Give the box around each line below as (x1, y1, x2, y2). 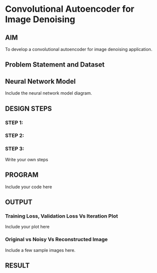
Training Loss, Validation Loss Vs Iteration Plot (5, 212, 118, 219)
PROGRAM (5, 171, 39, 179)
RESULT (5, 261, 30, 270)
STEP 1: (5, 119, 24, 126)
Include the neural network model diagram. (5, 90, 92, 96)
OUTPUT (5, 198, 33, 206)
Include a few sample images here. (5, 247, 76, 253)
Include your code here (5, 184, 52, 190)
